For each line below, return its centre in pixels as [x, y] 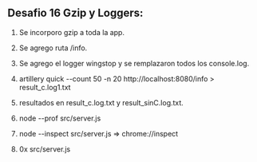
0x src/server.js [45, 149]
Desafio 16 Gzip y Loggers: [75, 13]
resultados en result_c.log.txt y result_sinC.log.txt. [101, 102]
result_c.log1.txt [45, 87]
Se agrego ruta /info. [53, 48]
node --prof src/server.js [60, 118]
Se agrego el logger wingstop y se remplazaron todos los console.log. [134, 63]
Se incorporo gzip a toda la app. [72, 32]
